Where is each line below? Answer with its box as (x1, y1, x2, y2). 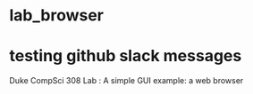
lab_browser (9, 5, 105, 26)
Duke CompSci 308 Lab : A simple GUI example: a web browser (9, 75, 244, 86)
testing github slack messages (9, 46, 242, 67)
